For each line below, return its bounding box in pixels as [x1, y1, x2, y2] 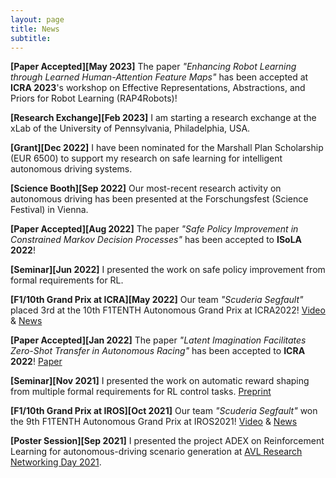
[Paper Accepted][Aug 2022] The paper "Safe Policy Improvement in [10, 223, 299, 235]
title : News [10, 24, 60, 34]
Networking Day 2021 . [10, 456, 102, 468]
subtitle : [10, 33, 52, 43]
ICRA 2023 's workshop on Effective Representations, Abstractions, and [10, 82, 306, 94]
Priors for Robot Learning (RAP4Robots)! [10, 92, 178, 105]
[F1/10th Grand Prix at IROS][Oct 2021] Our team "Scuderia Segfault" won [10, 405, 318, 417]
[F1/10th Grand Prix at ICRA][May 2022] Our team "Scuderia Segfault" [10, 294, 304, 306]
